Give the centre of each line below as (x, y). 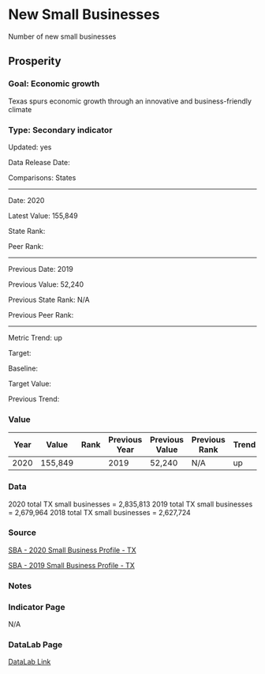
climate (20, 109)
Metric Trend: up (35, 337)
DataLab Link (30, 662)
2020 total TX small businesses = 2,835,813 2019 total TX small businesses (131, 504)
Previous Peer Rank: (41, 314)
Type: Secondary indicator (60, 130)
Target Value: (30, 383)
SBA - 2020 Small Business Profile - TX (72, 550)
